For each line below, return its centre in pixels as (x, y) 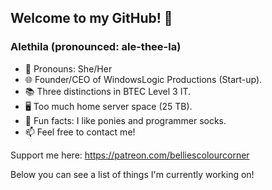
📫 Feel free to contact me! (80, 132)
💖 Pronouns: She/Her (68, 68)
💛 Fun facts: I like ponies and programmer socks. (125, 120)
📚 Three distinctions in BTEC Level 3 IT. (108, 91)
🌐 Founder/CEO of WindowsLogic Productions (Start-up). (143, 79)
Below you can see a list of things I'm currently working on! (132, 174)
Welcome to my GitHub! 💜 (91, 18)
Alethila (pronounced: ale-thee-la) (96, 47)
